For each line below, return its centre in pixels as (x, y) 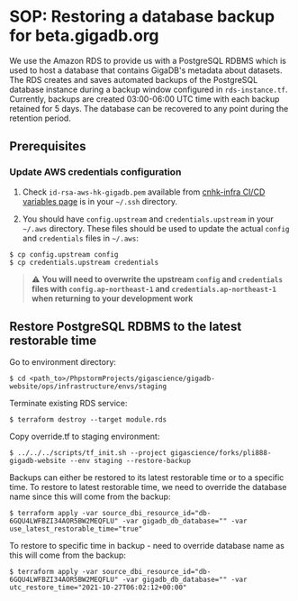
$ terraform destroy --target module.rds (88, 420)
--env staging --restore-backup (131, 461)
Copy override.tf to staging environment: (85, 437)
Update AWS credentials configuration (95, 172)
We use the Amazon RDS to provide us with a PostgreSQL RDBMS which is (148, 60)
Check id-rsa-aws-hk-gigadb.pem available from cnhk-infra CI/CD (144, 192)
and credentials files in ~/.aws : (81, 238)
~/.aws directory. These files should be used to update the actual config (156, 228)
